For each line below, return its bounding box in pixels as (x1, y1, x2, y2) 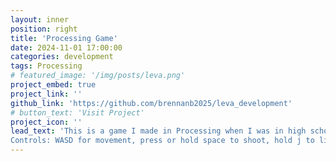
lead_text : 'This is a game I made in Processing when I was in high (10, 126, 307, 136)
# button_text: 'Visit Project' (10, 107, 145, 118)
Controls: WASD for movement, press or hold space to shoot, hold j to (10, 136, 315, 146)
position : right (10, 24, 78, 34)
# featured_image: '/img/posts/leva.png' (10, 71, 186, 81)
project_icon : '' (10, 117, 83, 127)
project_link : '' (10, 89, 83, 99)
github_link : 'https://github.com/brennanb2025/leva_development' (10, 98, 293, 108)
